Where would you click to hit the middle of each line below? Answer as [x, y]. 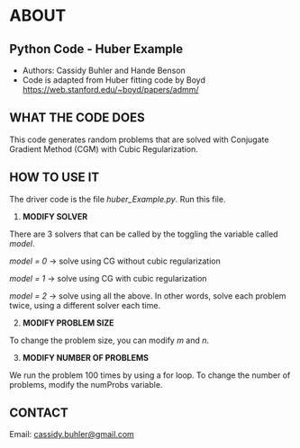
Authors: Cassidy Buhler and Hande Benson [104, 70]
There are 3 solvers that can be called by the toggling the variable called [144, 234]
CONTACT [39, 413]
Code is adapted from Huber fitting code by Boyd [114, 80]
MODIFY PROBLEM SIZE [68, 323]
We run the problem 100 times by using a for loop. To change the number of [150, 375]
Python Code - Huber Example [96, 49]
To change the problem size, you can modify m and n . [109, 340]
